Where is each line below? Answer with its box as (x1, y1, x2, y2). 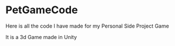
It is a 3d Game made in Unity (5, 33, 78, 40)
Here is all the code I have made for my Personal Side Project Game (5, 22, 170, 29)
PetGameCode (5, 3, 78, 17)
